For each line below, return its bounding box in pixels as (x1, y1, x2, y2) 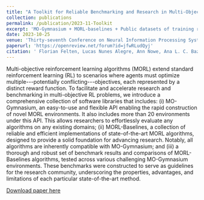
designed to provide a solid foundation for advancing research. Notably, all (6, 136, 193, 143)
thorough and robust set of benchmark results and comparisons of (6, 149, 173, 156)
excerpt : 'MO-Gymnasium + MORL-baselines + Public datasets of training (6, 26, 194, 32)
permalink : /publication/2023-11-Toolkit (6, 20, 113, 26)
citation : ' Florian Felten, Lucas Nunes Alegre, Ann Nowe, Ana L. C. (6, 49, 189, 55)
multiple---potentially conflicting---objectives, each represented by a (6, 78, 180, 85)
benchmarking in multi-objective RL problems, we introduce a (6, 91, 161, 98)
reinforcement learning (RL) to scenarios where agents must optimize (6, 71, 180, 79)
